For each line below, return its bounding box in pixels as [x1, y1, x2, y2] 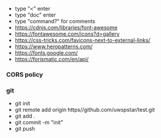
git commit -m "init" [14, 119, 64, 126]
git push [14, 125, 35, 133]
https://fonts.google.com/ [14, 49, 78, 56]
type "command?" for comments [14, 18, 95, 24]
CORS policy [6, 70, 44, 79]
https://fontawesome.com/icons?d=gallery [14, 30, 120, 37]
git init [14, 100, 30, 107]
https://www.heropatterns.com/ [14, 43, 93, 50]
